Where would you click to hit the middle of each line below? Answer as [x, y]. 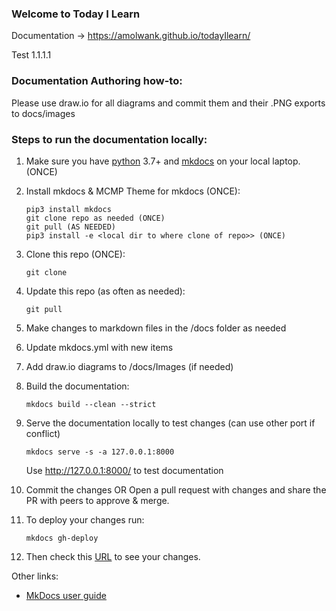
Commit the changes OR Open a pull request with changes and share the [176, 489]
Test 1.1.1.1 [31, 55]
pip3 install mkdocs [68, 209]
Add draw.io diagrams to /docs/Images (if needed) [129, 366]
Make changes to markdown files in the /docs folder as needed [156, 328]
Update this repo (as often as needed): [105, 291]
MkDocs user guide [66, 595]
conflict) [43, 433]
